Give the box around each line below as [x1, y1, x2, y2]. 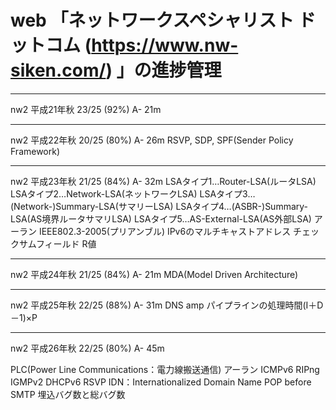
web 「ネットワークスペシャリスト [10, 9, 295, 32]
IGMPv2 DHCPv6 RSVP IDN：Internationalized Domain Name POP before [10, 376, 312, 388]
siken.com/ [10, 59, 107, 82]
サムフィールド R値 [18, 237, 97, 250]
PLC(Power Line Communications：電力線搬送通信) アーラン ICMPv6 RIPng [10, 363, 320, 375]
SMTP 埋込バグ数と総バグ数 [10, 388, 126, 400]
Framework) [10, 145, 61, 157]
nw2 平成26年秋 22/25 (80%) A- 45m [10, 342, 165, 354]
